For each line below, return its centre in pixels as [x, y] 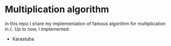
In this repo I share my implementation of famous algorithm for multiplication [85, 24]
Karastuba [23, 39]
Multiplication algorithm [57, 9]
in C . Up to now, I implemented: [37, 29]
